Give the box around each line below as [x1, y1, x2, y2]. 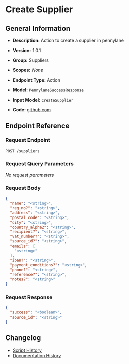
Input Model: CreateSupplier [12, 97, 74, 103]
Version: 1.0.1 [12, 47, 41, 53]
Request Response [5, 294, 53, 301]
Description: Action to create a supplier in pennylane [12, 37, 124, 43]
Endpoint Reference [5, 122, 70, 130]
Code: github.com [12, 107, 51, 113]
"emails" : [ [10, 244, 36, 249]
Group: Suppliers [12, 57, 49, 63]
